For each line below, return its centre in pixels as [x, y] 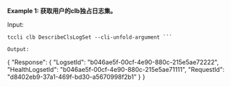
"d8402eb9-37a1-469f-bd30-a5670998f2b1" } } [76, 77]
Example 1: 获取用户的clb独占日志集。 [62, 11]
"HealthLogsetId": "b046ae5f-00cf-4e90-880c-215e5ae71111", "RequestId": [116, 69]
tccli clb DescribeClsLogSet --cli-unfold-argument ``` [90, 37]
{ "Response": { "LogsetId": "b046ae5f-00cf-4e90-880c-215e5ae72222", [113, 62]
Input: [16, 25]
